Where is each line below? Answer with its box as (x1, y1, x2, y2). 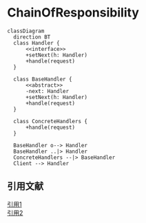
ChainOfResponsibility (7, 5, 140, 21)
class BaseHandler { (13, 76, 72, 83)
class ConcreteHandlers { (13, 118, 88, 125)
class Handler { (13, 39, 60, 46)
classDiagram (7, 28, 45, 34)
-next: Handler (25, 87, 70, 94)
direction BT (13, 33, 51, 41)
